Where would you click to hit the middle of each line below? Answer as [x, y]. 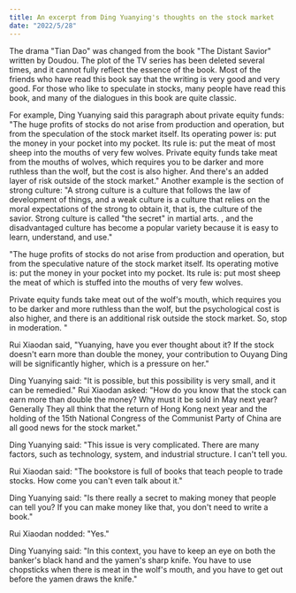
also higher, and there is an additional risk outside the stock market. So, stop [148, 318]
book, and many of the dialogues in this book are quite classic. [123, 97]
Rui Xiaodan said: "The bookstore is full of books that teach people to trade [146, 471]
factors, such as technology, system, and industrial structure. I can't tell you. [148, 454]
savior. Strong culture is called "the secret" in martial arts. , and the [131, 218]
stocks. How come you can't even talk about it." [96, 480]
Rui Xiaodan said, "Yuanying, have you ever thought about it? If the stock [142, 345]
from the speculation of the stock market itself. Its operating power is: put [143, 133]
